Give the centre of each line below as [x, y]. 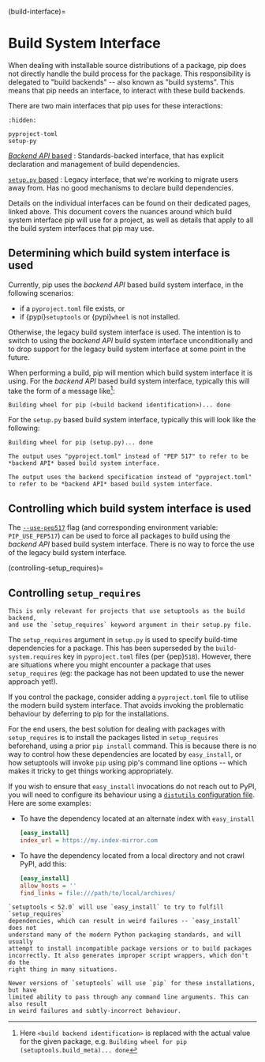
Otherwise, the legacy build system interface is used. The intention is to [125, 332]
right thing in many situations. [63, 969]
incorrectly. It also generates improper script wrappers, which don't [128, 956]
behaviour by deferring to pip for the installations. [89, 714]
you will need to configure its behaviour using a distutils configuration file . [131, 795]
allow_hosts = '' [48, 886]
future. [19, 357]
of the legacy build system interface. [68, 553]
